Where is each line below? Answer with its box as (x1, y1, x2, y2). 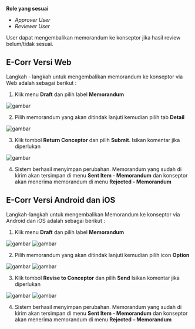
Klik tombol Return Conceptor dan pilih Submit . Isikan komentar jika (14, 136, 180, 143)
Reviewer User (14, 23, 51, 29)
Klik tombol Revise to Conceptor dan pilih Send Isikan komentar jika (14, 274, 180, 281)
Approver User (14, 17, 51, 23)
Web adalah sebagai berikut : (6, 79, 77, 86)
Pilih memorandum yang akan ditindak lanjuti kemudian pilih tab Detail (14, 113, 185, 120)
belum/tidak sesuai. (6, 41, 54, 47)
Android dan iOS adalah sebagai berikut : (6, 217, 106, 224)
